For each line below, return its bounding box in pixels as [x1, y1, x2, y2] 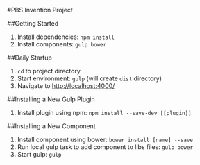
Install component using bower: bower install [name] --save [17, 135, 193, 144]
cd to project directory [17, 67, 81, 75]
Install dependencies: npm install [17, 33, 115, 41]
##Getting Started [7, 19, 59, 27]
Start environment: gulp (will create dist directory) [17, 74, 162, 82]
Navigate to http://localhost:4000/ [17, 82, 115, 89]
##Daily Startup [7, 53, 52, 62]
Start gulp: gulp [17, 150, 62, 158]
